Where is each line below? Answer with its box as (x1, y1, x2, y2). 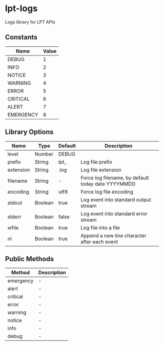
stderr (7, 213, 21, 220)
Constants (5, 33, 38, 41)
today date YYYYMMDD (80, 180, 136, 187)
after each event (80, 238, 118, 245)
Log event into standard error (80, 210, 148, 217)
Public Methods (5, 254, 54, 263)
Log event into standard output (80, 196, 151, 203)
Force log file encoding (80, 188, 133, 195)
